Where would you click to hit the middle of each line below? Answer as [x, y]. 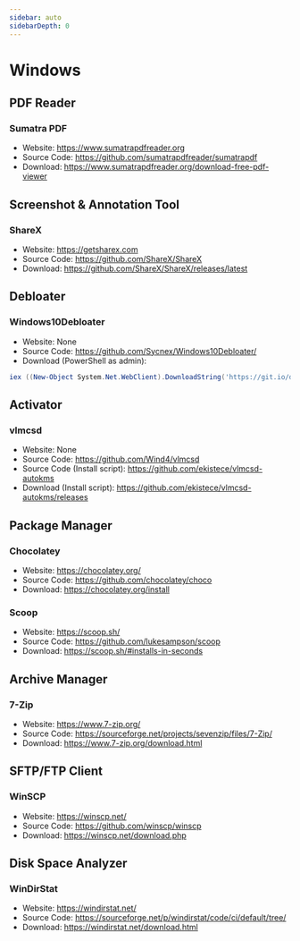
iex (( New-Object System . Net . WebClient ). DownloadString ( [117, 377]
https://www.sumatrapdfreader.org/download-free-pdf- [167, 167]
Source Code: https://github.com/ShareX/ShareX [112, 259]
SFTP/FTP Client [56, 771]
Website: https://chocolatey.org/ [81, 570]
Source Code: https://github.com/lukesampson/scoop [121, 641]
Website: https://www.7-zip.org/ [81, 724]
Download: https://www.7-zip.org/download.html [112, 742]
